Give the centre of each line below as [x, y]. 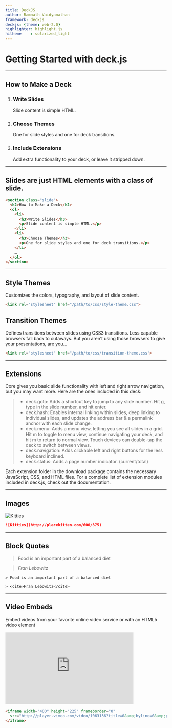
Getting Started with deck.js [66, 59]
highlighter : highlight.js [34, 29]
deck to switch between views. [58, 445]
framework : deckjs [25, 19]
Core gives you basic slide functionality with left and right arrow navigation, [85, 386]
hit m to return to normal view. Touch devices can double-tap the [94, 440]
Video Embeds [29, 607]
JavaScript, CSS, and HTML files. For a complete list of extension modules [84, 477]
